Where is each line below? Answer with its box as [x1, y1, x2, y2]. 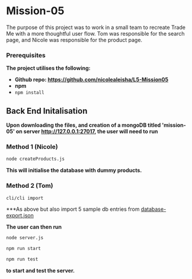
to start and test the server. [6, 267, 75, 274]
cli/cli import [6, 195, 44, 201]
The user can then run [6, 223, 62, 230]
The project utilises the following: [6, 65, 91, 72]
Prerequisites [6, 51, 46, 59]
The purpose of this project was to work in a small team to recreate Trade [6, 24, 185, 31]
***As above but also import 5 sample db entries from [6, 206, 140, 213]
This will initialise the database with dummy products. [6, 167, 142, 174]
